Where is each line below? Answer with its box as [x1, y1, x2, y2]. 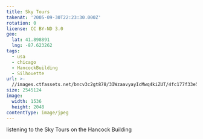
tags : [6, 48, 20, 54]
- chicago [11, 59, 36, 65]
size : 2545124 [6, 87, 42, 93]
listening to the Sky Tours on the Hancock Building [6, 126, 132, 133]
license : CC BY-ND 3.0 [6, 25, 63, 32]
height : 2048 [11, 103, 45, 110]
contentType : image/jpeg [6, 110, 69, 116]
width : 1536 [11, 98, 42, 104]
